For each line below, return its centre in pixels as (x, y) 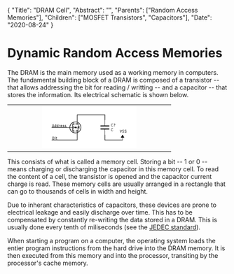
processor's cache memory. (48, 263)
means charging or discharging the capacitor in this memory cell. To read (113, 169)
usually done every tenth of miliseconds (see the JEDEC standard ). (104, 227)
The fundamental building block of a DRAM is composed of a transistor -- (113, 80)
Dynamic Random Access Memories (115, 53)
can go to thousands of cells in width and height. (78, 191)
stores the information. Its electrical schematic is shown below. (98, 94)
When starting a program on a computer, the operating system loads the (111, 240)
